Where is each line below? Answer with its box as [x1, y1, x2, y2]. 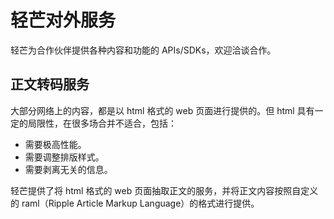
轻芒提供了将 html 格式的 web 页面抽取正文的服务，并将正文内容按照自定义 [10, 184, 319, 196]
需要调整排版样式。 [24, 151, 105, 163]
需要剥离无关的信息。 [24, 163, 113, 175]
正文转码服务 [10, 76, 90, 93]
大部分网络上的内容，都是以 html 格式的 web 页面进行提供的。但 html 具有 [10, 104, 315, 116]
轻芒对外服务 [10, 9, 117, 32]
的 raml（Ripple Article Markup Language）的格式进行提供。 [10, 197, 260, 209]
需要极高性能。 [24, 138, 87, 150]
